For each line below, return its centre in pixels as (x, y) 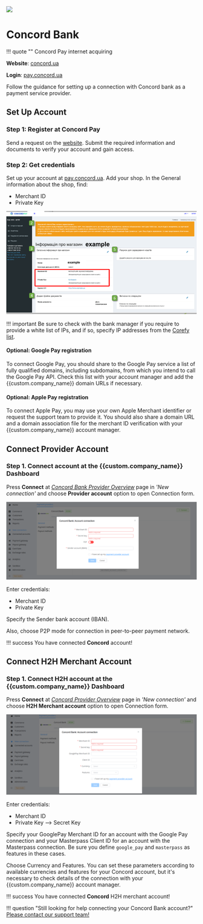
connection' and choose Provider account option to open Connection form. (101, 493)
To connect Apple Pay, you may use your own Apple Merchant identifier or (99, 411)
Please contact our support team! (48, 914)
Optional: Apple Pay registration (47, 397)
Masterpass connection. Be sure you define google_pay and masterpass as (98, 847)
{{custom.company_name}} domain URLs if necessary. (74, 383)
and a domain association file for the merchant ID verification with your (95, 424)
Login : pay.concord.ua (34, 75)
